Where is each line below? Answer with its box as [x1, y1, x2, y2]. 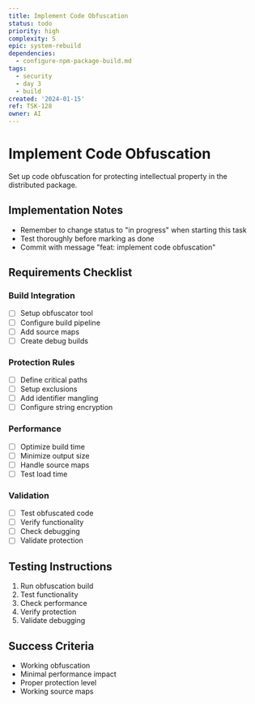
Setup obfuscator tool [19, 309, 93, 318]
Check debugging [19, 527, 81, 536]
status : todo [8, 19, 53, 28]
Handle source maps [19, 459, 90, 470]
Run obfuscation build [19, 581, 94, 591]
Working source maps [19, 686, 94, 696]
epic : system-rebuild [8, 42, 82, 50]
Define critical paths [19, 374, 87, 385]
